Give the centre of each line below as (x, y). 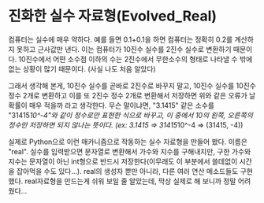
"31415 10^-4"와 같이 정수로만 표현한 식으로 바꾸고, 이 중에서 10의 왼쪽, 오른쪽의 (131, 115)
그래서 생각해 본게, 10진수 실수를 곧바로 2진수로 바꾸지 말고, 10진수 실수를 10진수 (132, 85)
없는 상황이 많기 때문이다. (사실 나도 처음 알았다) (82, 68)
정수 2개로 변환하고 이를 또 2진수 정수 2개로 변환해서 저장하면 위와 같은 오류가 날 (132, 95)
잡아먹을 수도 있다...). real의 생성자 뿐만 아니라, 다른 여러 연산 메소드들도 (127, 171)
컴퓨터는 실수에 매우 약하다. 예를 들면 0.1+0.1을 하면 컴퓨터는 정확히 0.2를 (121, 39)
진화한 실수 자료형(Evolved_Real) (113, 16)
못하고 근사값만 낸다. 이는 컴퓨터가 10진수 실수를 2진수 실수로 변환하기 (124, 49)
